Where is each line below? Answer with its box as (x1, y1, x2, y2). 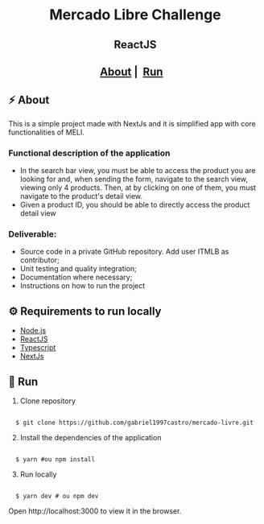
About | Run (99, 64, 163, 78)
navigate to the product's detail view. (19, 192, 143, 201)
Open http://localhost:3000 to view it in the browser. (8, 506, 182, 516)
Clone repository (19, 396, 76, 406)
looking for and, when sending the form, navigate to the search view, (19, 175, 248, 184)
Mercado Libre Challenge (49, 6, 221, 24)
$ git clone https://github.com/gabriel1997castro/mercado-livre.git (15, 419, 254, 427)
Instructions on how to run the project (19, 281, 146, 291)
